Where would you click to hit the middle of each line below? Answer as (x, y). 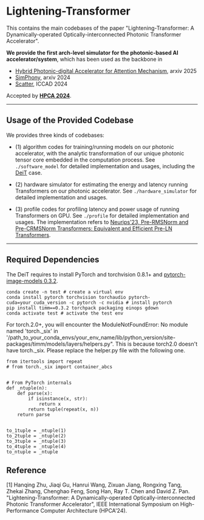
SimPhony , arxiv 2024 (43, 77)
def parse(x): (35, 393)
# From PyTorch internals (39, 383)
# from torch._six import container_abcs (59, 367)
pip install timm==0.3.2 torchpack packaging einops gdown (83, 308)
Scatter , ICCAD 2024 (41, 84)
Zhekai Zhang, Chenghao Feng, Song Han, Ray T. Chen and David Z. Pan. (98, 491)
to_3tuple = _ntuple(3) (36, 441)
